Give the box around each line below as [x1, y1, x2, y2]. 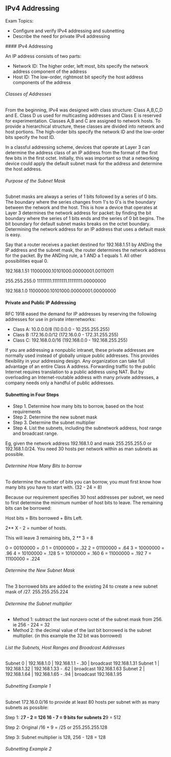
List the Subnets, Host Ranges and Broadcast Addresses [5, 644, 125, 650]
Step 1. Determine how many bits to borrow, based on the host [12, 403, 144, 409]
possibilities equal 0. [5, 258, 48, 264]
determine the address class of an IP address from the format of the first [5, 150, 158, 156]
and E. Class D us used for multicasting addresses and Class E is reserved [5, 112, 162, 118]
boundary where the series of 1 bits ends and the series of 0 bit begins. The [5, 215, 165, 222]
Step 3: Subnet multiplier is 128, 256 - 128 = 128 [5, 734, 106, 740]
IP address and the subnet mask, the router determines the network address [5, 247, 166, 253]
